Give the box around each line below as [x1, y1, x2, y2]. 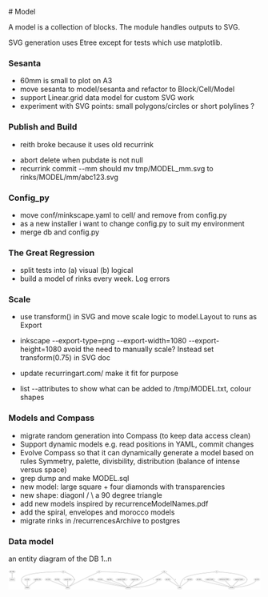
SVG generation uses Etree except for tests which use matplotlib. [8, 38, 222, 47]
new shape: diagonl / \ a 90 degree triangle [19, 490, 162, 499]
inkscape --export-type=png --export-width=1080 [19, 336, 187, 346]
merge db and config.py [19, 227, 100, 237]
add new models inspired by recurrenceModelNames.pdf [19, 499, 209, 508]
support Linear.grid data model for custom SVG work [19, 93, 194, 102]
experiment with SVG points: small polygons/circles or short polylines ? [19, 102, 254, 111]
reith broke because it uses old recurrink [19, 139, 154, 149]
